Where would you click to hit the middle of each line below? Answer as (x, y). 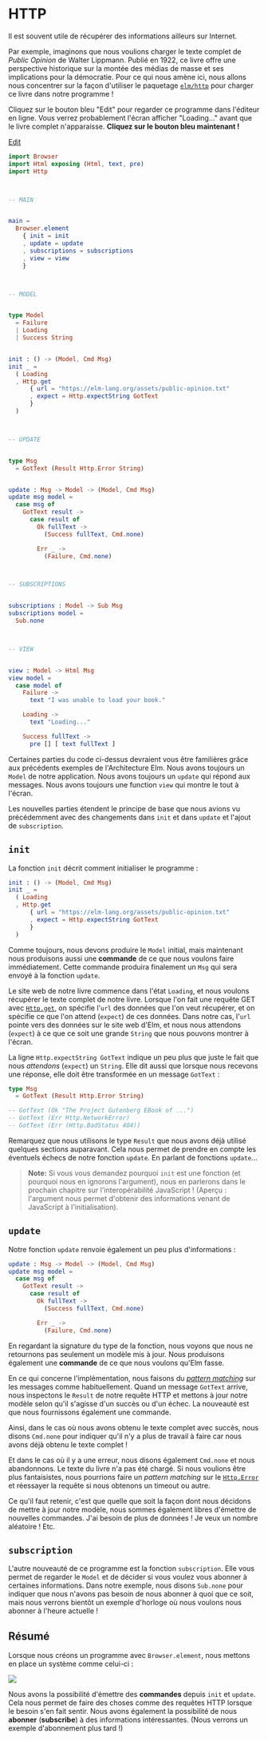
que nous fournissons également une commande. (90, 1412)
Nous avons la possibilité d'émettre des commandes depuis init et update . (132, 1695)
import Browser (33, 157)
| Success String (44, 338)
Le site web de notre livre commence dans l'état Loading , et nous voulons (129, 990)
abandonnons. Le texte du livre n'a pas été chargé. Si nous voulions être (127, 1468)
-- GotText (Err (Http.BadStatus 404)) (75, 1125)
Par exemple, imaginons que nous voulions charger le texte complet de (125, 51)
